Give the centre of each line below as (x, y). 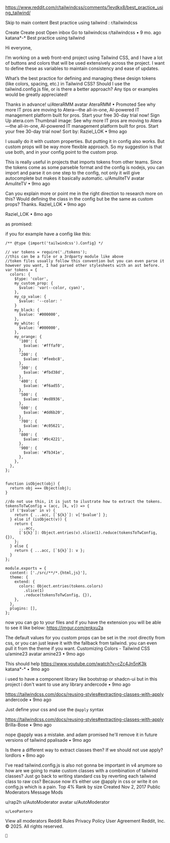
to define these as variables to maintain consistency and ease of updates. (82, 68)
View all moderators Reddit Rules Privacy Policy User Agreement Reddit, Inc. (85, 821)
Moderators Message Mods (34, 792)
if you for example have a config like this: (48, 234)
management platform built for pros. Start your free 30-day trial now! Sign (82, 115)
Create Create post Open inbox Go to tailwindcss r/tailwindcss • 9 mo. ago (83, 32)
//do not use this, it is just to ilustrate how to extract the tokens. (84, 501)
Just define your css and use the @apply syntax (55, 709)
